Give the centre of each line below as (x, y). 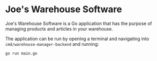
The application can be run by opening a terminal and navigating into (77, 39)
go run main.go (21, 53)
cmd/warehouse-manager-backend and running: (52, 44)
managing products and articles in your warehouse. (59, 28)
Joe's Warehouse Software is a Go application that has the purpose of (79, 23)
